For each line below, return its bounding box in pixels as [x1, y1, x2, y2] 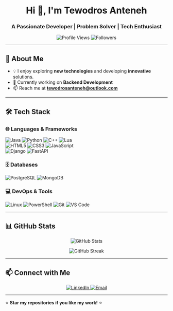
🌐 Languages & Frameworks [5, 125, 77, 133]
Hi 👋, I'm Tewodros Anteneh [26, 5, 147, 16]
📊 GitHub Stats [5, 222, 56, 230]
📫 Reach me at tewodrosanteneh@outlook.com [12, 85, 118, 92]
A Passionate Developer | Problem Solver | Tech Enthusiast [11, 23, 162, 30]
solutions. [12, 74, 34, 80]
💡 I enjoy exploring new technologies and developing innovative [12, 68, 151, 74]
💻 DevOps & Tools [5, 188, 53, 195]
